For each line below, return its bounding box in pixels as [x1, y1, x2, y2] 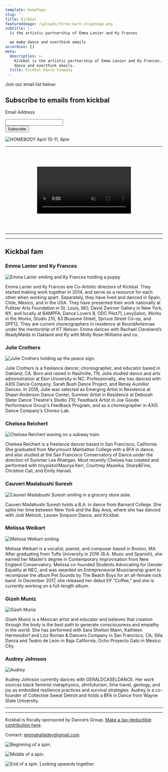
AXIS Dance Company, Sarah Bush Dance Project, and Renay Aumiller [5, 381, 149, 387]
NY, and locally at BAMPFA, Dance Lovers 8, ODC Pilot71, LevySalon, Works [5, 310, 161, 316]
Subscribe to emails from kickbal [5, 96, 110, 104]
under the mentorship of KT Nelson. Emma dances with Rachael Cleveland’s [5, 326, 162, 332]
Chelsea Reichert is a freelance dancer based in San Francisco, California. [5, 441, 158, 447]
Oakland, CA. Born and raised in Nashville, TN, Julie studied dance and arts [5, 370, 161, 376]
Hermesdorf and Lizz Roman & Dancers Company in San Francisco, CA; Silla [5, 632, 163, 638]
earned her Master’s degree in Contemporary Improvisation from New [5, 556, 149, 562]
